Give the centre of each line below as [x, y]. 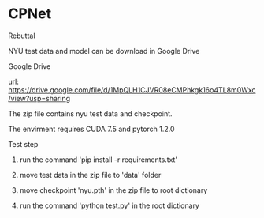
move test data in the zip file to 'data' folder [90, 175]
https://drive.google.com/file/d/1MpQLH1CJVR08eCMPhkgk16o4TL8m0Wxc [132, 90]
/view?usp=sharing [39, 98]
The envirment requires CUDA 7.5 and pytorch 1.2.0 [91, 129]
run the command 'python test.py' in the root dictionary [109, 205]
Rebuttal [22, 36]
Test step [23, 144]
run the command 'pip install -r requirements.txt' [99, 160]
